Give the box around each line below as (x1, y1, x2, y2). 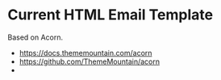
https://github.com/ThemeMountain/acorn (19, 57, 161, 66)
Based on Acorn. (7, 32, 64, 42)
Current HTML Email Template (7, 6, 214, 24)
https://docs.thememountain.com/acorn (19, 48, 152, 57)
